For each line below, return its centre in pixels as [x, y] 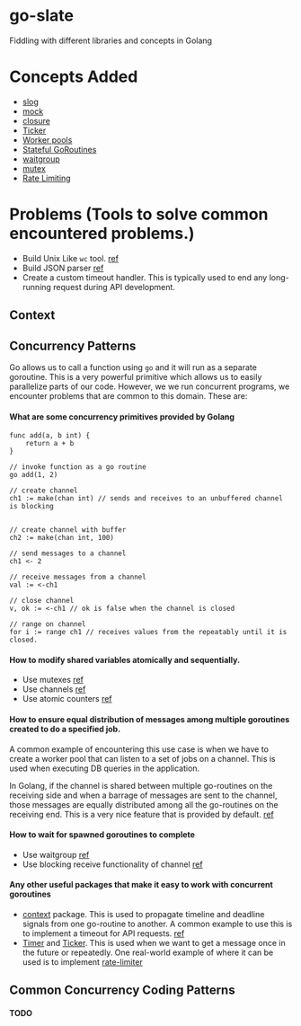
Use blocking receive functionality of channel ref [113, 864]
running [37, 287]
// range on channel [48, 624]
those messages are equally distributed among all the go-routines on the [144, 804]
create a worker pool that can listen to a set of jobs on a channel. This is [142, 758]
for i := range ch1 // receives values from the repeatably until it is [148, 632]
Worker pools [47, 139]
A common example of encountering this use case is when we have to [139, 749]
